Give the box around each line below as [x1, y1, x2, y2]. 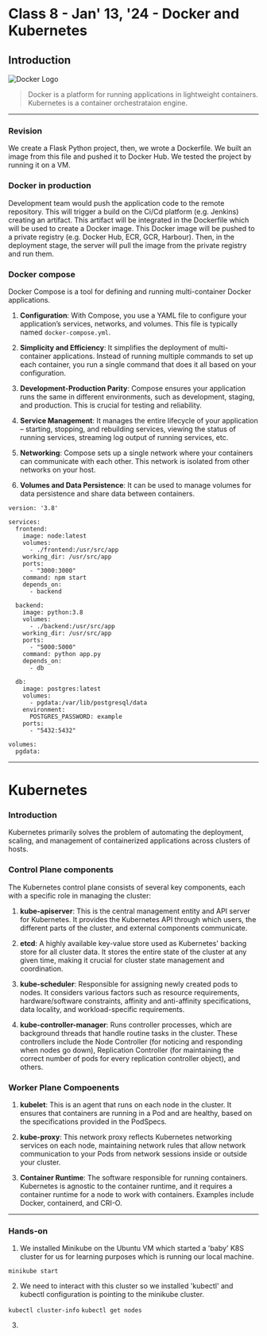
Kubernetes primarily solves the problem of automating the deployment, [8, 828, 244, 837]
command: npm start [22, 573, 87, 581]
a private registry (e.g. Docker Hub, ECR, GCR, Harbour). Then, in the [8, 232, 234, 241]
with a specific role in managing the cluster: [8, 890, 151, 900]
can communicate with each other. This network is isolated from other [19, 456, 250, 465]
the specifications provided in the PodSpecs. [19, 1117, 167, 1126]
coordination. [19, 963, 64, 973]
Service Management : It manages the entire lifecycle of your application [19, 415, 258, 425]
